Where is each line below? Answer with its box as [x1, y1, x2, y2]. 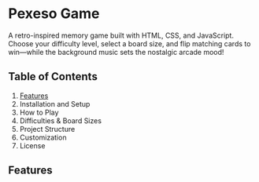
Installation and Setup [19, 99, 91, 108]
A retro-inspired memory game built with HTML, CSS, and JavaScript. [8, 31, 235, 40]
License [19, 140, 46, 150]
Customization [19, 133, 67, 142]
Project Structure [19, 124, 76, 133]
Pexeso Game [8, 5, 100, 23]
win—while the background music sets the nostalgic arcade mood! [8, 47, 224, 56]
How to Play [19, 107, 59, 117]
